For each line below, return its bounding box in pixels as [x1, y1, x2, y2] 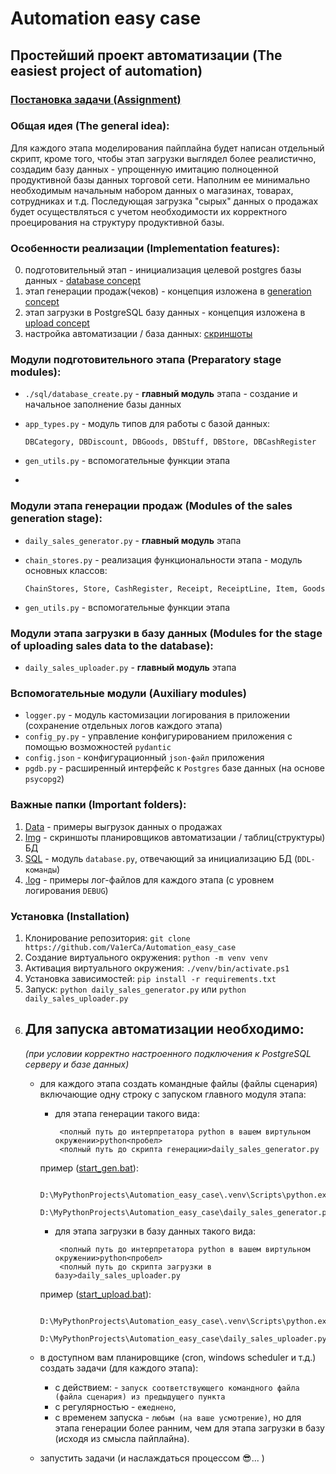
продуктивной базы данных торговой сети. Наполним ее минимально [10, 173, 311, 186]
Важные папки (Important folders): [10, 798, 187, 812]
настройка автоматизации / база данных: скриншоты [24, 328, 253, 340]
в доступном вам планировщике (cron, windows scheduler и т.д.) [39, 1351, 317, 1363]
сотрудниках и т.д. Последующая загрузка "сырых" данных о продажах [10, 195, 319, 207]
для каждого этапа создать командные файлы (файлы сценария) [39, 1077, 318, 1089]
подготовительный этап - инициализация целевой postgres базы [24, 264, 302, 276]
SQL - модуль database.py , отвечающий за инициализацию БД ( [24, 852, 298, 864]
